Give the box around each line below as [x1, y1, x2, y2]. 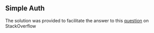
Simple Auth [5, 4, 45, 13]
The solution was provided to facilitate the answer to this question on [5, 17, 149, 23]
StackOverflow [5, 23, 36, 29]
